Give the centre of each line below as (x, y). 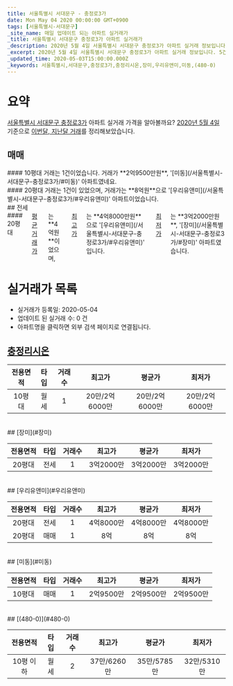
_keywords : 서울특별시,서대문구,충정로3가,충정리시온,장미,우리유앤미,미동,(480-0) (112, 65)
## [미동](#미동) (29, 562)
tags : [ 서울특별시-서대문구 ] (43, 26)
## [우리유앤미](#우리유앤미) (46, 491)
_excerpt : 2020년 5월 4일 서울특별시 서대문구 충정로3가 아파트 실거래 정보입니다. (112, 53)
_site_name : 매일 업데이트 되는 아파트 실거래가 (68, 33)
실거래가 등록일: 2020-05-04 (58, 310)
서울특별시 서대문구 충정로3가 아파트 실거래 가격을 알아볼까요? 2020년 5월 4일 (113, 122)
